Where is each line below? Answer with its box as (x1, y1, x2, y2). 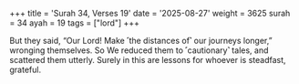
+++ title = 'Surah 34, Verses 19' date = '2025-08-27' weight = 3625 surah (9, 8, 291, 18)
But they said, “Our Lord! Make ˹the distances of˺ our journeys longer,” (9, 36, 273, 46)
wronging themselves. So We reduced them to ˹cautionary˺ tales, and (9, 45, 269, 56)
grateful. (9, 64, 42, 75)
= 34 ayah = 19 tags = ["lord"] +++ (9, 17, 139, 28)
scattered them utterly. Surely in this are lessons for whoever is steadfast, (9, 55, 286, 65)
